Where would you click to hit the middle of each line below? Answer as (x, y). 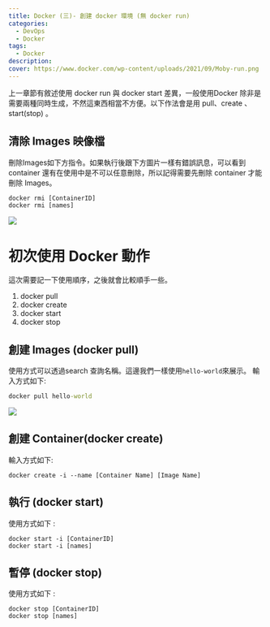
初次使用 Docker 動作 (79, 256)
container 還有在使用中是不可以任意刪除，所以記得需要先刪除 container (127, 172)
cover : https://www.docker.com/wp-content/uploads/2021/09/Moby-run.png (134, 69)
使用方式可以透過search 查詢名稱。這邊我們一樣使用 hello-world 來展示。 (130, 371)
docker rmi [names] (41, 205)
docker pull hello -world (50, 396)
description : (30, 62)
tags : (17, 46)
